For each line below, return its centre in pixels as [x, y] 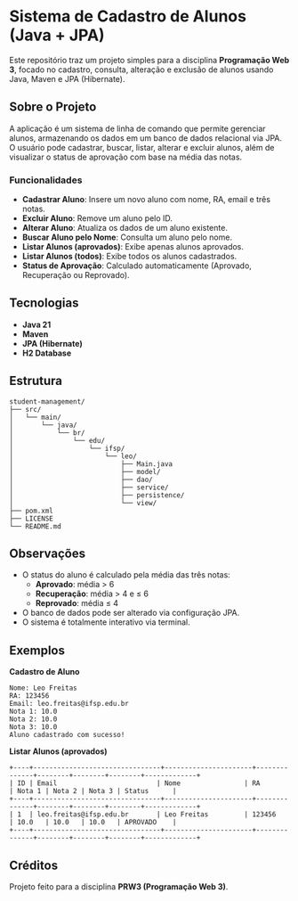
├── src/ [25, 409]
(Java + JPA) [57, 35]
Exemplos [37, 650]
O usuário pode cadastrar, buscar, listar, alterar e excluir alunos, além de [142, 147]
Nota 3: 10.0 [33, 727]
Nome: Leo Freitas [43, 688]
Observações [48, 554]
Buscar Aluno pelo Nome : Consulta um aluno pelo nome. [127, 237]
